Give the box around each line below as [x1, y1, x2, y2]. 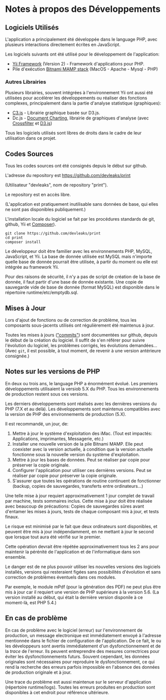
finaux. [5, 514, 19, 520]
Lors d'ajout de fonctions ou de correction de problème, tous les [5, 317, 137, 323]
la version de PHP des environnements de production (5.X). [5, 411, 126, 417]
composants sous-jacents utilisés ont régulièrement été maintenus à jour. [5, 322, 155, 328]
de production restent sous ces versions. [5, 391, 89, 397]
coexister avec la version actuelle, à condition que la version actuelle [12, 446, 153, 452]
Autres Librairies [5, 78, 46, 85]
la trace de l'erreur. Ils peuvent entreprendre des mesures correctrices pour [5, 648, 160, 654]
